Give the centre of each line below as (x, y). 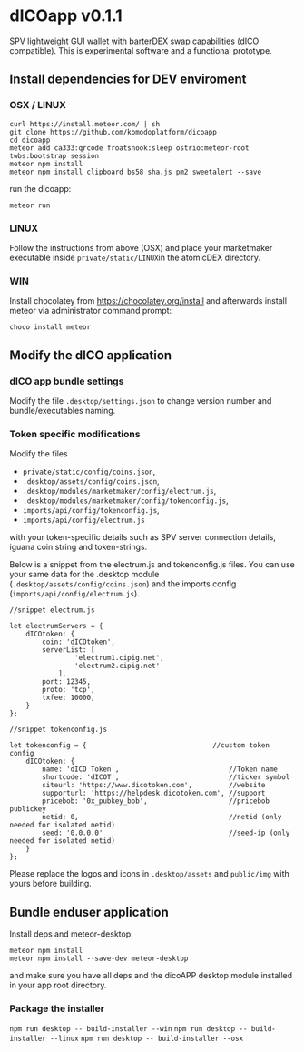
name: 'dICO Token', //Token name (160, 769)
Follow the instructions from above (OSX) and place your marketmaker (141, 247)
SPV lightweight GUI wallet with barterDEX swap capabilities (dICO (134, 41)
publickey (28, 809)
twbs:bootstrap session (54, 155)
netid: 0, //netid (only (162, 817)
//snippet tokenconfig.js (58, 730)
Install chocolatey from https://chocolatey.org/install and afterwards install (148, 301)
